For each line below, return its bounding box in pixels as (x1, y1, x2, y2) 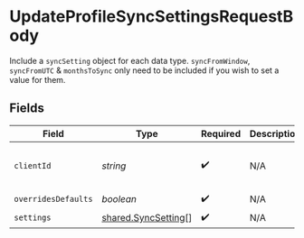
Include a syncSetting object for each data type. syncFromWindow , (9, 55, 251, 66)
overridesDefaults (14, 194, 93, 205)
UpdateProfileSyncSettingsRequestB (9, 6, 294, 27)
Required (200, 127, 242, 140)
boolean (101, 193, 138, 206)
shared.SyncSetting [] (101, 212, 193, 224)
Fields (9, 101, 45, 116)
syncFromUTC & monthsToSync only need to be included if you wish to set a (9, 65, 280, 76)
